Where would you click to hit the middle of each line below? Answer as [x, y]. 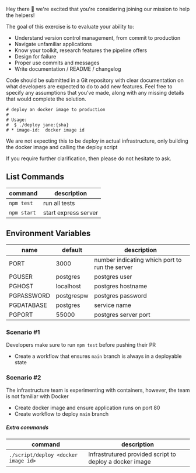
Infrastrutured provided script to [132, 454]
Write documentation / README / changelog [68, 69]
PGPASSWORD [30, 295]
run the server [113, 267]
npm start [22, 213]
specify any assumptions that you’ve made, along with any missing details [95, 93]
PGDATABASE [28, 305]
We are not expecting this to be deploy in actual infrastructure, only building [97, 141]
